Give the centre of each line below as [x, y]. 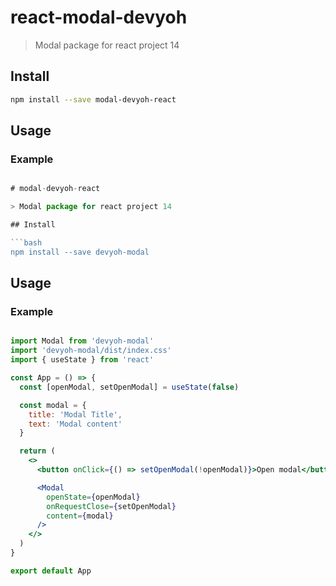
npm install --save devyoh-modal [80, 252]
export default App [51, 571]
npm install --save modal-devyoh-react [93, 99]
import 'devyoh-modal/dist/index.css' [91, 351]
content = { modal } [80, 516]
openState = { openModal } [93, 497]
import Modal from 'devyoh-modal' [82, 341]
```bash [26, 242]
